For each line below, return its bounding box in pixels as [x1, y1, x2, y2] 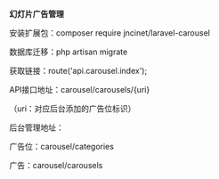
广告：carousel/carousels [9, 160, 103, 170]
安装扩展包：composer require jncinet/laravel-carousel [9, 28, 211, 38]
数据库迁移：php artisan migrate [9, 46, 128, 57]
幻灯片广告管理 [9, 9, 64, 19]
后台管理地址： [9, 122, 64, 133]
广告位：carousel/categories [9, 142, 114, 151]
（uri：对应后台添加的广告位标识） [9, 103, 136, 114]
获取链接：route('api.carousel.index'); [9, 66, 148, 76]
